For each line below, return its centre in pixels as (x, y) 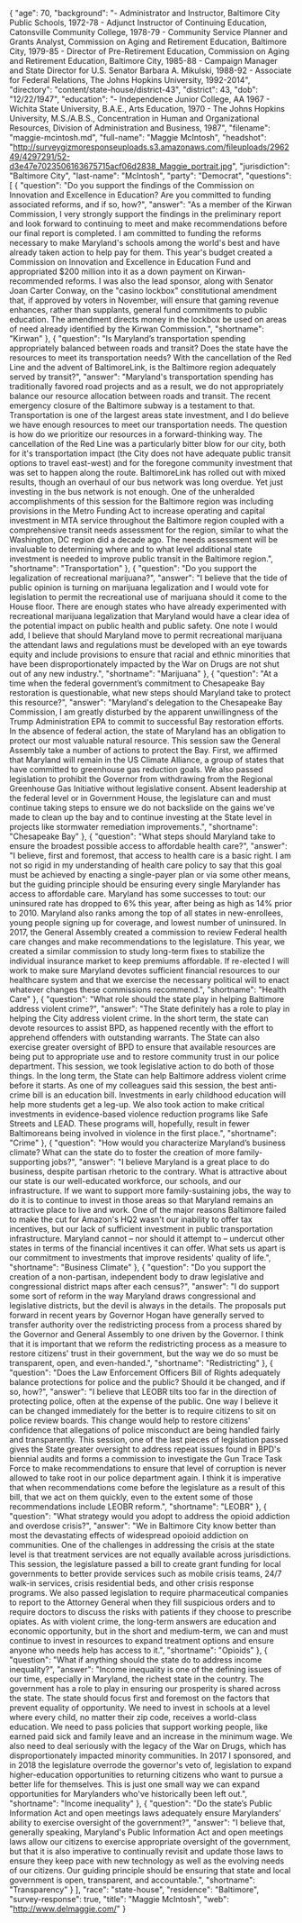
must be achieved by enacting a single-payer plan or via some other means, (150, 875)
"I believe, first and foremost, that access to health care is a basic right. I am (151, 856)
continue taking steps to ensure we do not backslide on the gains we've (142, 807)
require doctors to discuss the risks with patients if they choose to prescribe (151, 1612)
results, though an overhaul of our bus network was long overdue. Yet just (147, 482)
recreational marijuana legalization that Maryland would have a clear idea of (150, 616)
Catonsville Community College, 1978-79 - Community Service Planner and (148, 32)
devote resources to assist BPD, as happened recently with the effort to (142, 1028)
